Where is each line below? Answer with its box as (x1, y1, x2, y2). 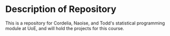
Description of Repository (5, 3, 117, 15)
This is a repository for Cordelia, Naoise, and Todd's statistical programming (5, 20, 165, 26)
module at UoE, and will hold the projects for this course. (5, 25, 125, 31)
